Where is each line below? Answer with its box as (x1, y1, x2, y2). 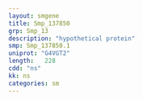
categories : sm (8, 79, 60, 87)
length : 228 (8, 57, 57, 65)
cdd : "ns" (8, 65, 42, 73)
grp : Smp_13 (8, 27, 48, 35)
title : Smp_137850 (8, 19, 70, 27)
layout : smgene (8, 11, 60, 20)
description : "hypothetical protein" (8, 34, 136, 43)
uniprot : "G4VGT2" (8, 49, 70, 57)
